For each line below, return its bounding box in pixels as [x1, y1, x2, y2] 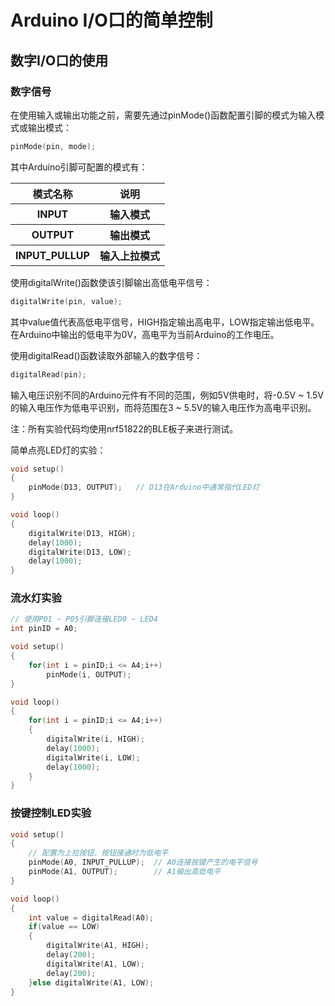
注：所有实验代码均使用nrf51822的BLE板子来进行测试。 [10, 422, 239, 435]
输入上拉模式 [99, 249, 160, 263]
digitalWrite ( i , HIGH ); [46, 734, 145, 745]
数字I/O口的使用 [10, 52, 109, 69]
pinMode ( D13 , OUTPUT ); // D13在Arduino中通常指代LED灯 [28, 482, 260, 493]
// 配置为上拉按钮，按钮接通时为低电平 [28, 848, 169, 858]
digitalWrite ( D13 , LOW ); [28, 547, 132, 557]
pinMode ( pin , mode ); [10, 141, 97, 151]
